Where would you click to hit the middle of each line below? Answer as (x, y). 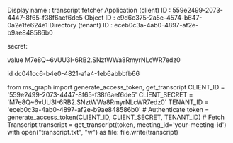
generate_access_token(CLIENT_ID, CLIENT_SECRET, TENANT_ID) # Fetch (116, 117)
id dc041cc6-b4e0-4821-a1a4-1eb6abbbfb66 (74, 74)
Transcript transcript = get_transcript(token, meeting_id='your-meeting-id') (117, 125)
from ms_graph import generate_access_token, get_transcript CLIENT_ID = (116, 87)
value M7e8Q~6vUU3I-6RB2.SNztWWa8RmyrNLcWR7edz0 (94, 60)
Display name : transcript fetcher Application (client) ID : (89, 10)
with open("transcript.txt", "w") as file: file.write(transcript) (93, 132)
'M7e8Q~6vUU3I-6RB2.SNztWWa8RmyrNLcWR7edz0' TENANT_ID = (108, 102)
